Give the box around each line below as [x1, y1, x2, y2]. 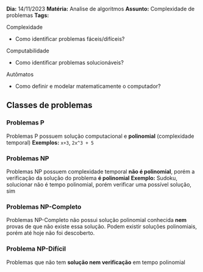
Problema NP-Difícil [6, 245, 66, 253]
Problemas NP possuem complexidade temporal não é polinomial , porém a [6, 168, 195, 175]
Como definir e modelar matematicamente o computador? [15, 82, 161, 90]
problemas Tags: [6, 12, 49, 19]
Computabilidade [6, 47, 50, 54]
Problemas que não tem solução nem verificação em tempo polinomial [6, 259, 186, 266]
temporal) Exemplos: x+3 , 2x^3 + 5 [6, 138, 94, 146]
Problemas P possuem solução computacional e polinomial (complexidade [6, 132, 194, 140]
